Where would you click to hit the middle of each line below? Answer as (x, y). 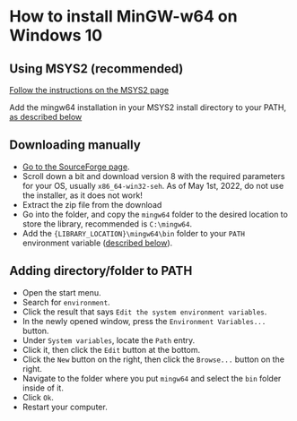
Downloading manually (75, 145)
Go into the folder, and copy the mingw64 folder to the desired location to (155, 214)
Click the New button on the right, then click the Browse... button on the (153, 359)
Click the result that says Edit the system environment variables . (144, 312)
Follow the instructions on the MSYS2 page (89, 90)
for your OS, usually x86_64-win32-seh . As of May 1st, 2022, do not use (153, 185)
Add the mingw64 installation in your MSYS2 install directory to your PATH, (148, 107)
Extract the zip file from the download (92, 204)
